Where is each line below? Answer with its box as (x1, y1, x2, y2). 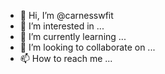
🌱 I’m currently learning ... (19, 31, 127, 42)
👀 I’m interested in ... (19, 20, 105, 32)
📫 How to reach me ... (19, 53, 113, 64)
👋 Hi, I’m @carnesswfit (19, 10, 114, 21)
